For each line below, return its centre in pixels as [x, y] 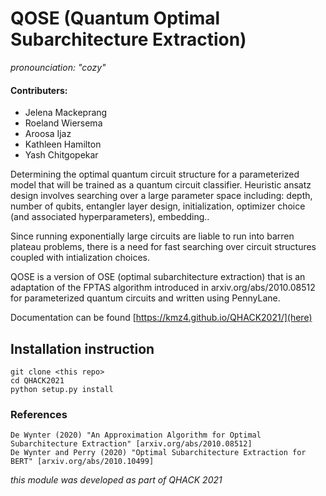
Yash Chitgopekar [61, 155]
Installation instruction [82, 348]
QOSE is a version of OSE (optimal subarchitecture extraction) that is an [158, 277]
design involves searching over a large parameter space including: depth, [161, 196]
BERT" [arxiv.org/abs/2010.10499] [82, 462]
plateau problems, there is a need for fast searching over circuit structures [163, 247]
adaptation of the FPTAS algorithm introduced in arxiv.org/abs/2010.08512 [163, 288]
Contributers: [39, 90]
